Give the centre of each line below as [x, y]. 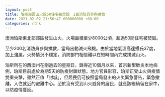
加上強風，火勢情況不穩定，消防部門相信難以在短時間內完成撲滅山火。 [77, 55]
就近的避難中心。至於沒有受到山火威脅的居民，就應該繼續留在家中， [92, 84]
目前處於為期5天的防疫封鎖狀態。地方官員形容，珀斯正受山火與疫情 [91, 71]
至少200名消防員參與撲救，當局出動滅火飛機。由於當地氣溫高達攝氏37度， [82, 48]
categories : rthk [23, 23]
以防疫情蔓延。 [20, 90]
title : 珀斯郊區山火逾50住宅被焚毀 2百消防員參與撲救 [55, 14]
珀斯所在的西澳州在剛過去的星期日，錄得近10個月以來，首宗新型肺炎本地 [79, 65]
